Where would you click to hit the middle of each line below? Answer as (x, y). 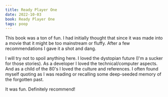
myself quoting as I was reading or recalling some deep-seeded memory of (83, 74)
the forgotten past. (25, 79)
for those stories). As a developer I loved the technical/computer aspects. (81, 63)
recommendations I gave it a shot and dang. (51, 48)
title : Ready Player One (31, 10)
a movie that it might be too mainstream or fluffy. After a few (68, 43)
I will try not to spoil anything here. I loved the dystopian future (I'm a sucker (84, 58)
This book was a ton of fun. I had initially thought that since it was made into (84, 38)
